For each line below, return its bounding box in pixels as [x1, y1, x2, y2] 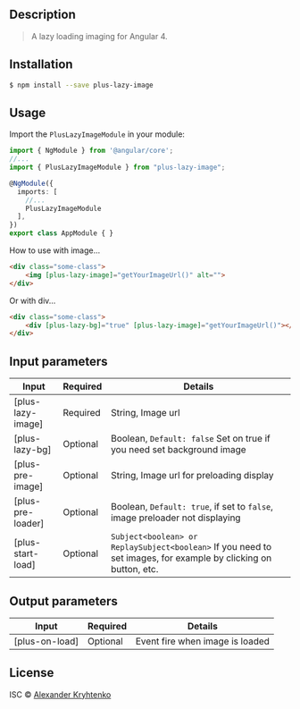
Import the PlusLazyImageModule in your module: [9, 129, 186, 139]
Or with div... [9, 295, 56, 306]
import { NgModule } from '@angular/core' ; [9, 147, 174, 156]
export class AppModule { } [9, 229, 114, 238]
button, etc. [110, 563, 159, 576]
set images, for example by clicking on [110, 552, 272, 564]
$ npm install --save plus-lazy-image [9, 80, 154, 89]
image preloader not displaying [110, 511, 241, 524]
